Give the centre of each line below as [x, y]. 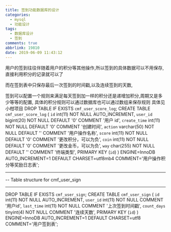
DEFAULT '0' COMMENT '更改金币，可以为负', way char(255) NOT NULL [80, 146]
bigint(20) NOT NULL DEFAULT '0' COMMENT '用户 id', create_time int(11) [83, 120]
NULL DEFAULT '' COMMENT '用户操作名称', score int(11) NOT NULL [77, 133]
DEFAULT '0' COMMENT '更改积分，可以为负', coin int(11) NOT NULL [77, 139]
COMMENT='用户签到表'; [32, 224]
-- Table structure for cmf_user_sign [43, 180]
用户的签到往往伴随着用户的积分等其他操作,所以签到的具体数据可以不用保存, [85, 68]
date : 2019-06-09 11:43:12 [34, 52]
